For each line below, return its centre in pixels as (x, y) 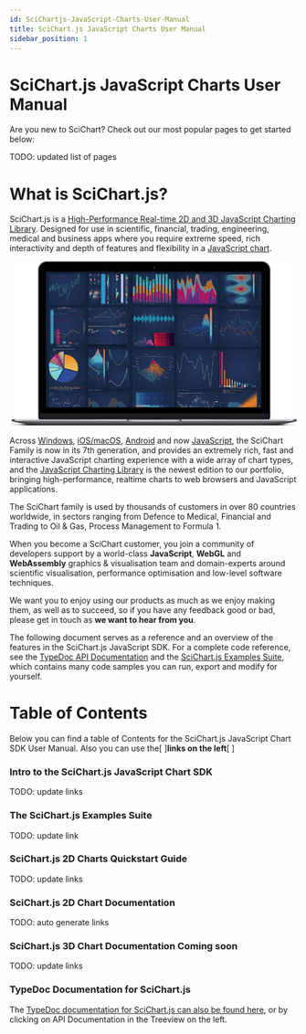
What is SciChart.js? (89, 194)
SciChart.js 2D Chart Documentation (92, 902)
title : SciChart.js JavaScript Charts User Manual (108, 29)
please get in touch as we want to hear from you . (103, 620)
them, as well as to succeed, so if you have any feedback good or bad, (142, 610)
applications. (33, 489)
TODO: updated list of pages (63, 157)
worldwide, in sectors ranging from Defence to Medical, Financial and (140, 517)
